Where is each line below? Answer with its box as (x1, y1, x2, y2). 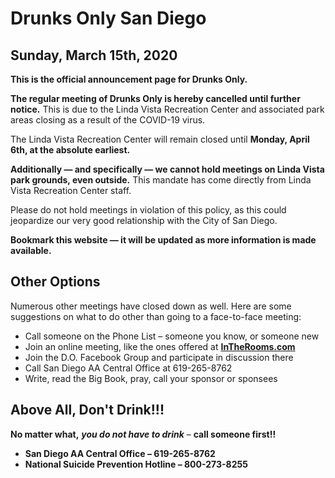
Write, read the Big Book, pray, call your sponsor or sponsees (24, 372, 278, 384)
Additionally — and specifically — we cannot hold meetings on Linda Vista (10, 163, 325, 175)
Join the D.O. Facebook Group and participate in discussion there (24, 351, 294, 363)
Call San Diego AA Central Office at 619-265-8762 (24, 362, 233, 374)
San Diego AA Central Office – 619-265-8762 (24, 447, 216, 459)
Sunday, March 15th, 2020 (10, 47, 178, 64)
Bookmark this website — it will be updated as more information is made (10, 234, 317, 246)
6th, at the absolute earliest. (10, 144, 131, 156)
